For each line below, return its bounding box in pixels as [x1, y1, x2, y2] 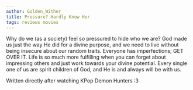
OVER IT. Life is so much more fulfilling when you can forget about [6, 53, 166, 61]
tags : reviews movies [6, 19, 59, 25]
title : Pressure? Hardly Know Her [6, 14, 91, 20]
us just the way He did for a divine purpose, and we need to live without [6, 41, 179, 48]
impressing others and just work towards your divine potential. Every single [6, 60, 187, 67]
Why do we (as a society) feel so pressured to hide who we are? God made [6, 35, 187, 42]
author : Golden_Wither [6, 8, 61, 15]
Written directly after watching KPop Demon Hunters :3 [6, 77, 139, 84]
